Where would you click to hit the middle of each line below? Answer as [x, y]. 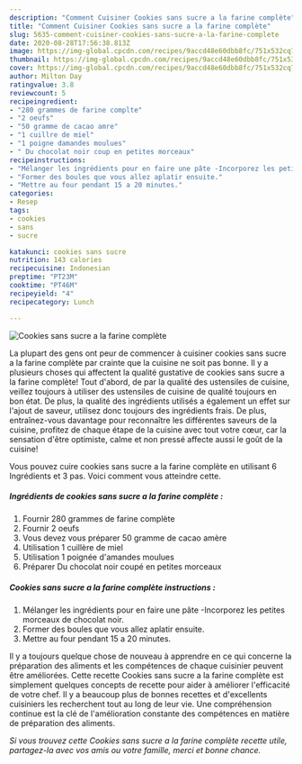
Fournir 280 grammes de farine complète [98, 519]
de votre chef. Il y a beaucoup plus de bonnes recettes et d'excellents [138, 695]
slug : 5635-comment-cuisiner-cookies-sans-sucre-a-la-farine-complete [144, 34]
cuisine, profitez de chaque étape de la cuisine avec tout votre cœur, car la [148, 430]
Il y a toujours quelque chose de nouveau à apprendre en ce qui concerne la [151, 656]
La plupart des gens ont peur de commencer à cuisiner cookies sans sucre [148, 353]
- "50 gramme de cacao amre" [64, 127]
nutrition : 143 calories [56, 260]
